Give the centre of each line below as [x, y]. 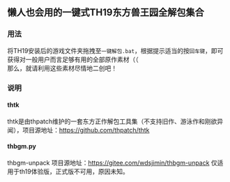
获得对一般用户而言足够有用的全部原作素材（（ [73, 59]
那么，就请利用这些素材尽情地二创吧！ [62, 68]
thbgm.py [22, 146]
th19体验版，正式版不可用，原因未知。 [74, 172]
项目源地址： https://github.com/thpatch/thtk [86, 130]
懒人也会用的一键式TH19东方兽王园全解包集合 [106, 13]
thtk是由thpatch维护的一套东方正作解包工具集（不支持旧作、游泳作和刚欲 [112, 121]
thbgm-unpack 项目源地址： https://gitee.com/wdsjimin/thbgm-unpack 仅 [112, 163]
